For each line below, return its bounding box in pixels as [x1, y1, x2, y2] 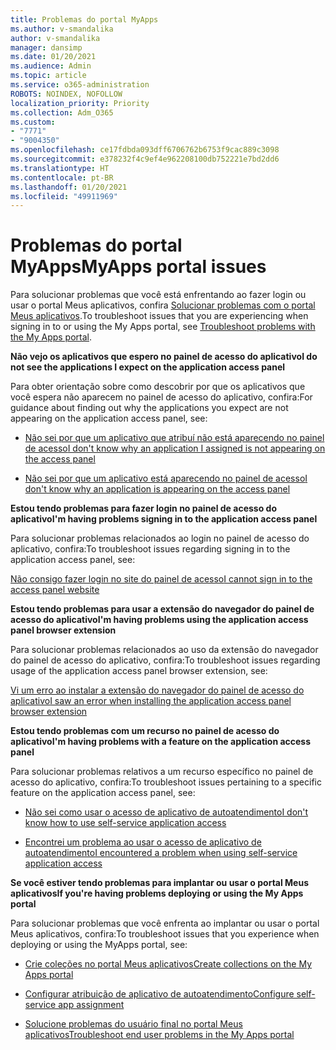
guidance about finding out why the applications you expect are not [10, 402, 289, 414]
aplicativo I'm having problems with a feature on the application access [10, 736, 312, 748]
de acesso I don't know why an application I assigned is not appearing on [24, 442, 326, 455]
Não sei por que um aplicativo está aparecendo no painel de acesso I [24, 472, 308, 485]
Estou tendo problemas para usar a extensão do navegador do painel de [10, 603, 315, 615]
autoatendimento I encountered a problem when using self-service [24, 847, 298, 859]
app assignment [58, 999, 125, 1011]
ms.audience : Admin [10, 61, 92, 71]
